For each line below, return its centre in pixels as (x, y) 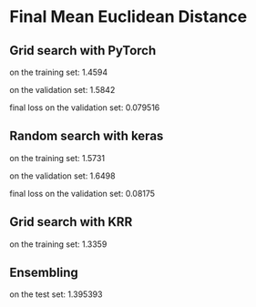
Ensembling (44, 273)
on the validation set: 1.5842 (62, 90)
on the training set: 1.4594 (59, 72)
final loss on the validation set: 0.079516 (85, 107)
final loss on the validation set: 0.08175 (82, 193)
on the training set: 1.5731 (57, 158)
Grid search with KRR (71, 222)
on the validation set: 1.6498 (62, 176)
